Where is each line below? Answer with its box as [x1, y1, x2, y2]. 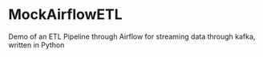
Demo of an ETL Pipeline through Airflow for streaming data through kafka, [8, 32, 256, 41]
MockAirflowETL [8, 6, 123, 24]
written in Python [8, 40, 65, 49]
